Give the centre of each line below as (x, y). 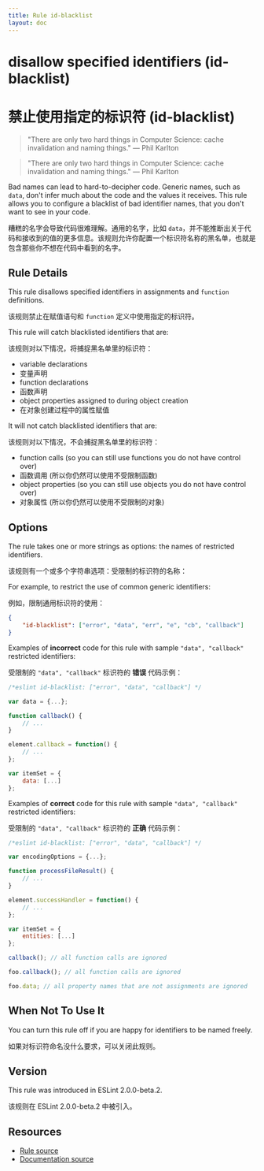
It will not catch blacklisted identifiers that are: (82, 426)
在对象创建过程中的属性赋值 (64, 410)
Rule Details (38, 273)
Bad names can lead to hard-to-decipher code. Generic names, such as (125, 187)
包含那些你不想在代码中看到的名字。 (67, 247)
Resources (35, 1132)
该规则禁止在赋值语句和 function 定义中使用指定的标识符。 (103, 317)
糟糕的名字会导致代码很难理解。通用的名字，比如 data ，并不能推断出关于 (126, 228)
